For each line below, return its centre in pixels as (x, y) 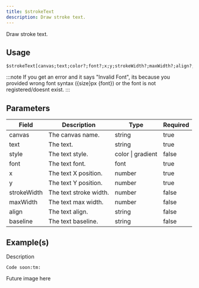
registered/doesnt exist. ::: (38, 90)
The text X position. (75, 173)
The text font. (67, 164)
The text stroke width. (79, 193)
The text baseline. (73, 221)
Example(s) (28, 242)
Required (176, 125)
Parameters (28, 108)
